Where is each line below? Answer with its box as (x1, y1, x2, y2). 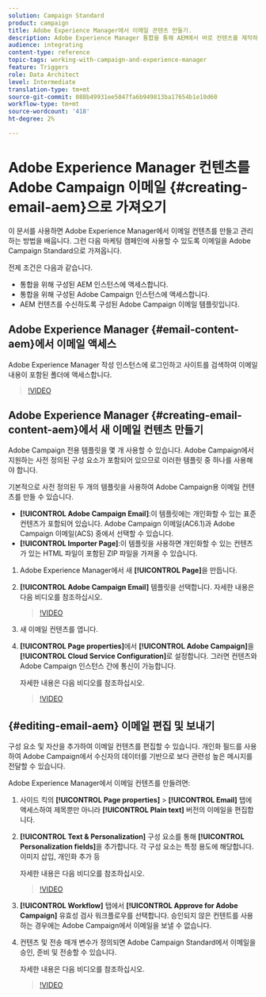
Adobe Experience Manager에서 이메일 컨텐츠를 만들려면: (8, 779, 191, 788)
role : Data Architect (8, 71, 80, 79)
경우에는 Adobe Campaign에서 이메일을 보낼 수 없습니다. (34, 921, 212, 930)
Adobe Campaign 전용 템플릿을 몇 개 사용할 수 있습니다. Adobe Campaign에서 (8, 445, 255, 455)
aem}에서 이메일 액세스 (8, 337, 117, 351)
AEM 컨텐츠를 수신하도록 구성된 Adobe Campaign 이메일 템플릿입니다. (19, 299, 240, 309)
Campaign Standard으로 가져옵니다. (8, 245, 123, 255)
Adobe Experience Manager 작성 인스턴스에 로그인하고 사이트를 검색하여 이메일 (8, 360, 258, 369)
